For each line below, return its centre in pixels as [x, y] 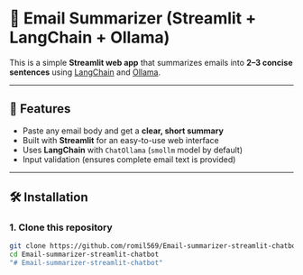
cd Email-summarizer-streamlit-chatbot [84, 255]
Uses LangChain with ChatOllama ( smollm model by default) [133, 150]
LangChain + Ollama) [90, 37]
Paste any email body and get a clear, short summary [123, 131]
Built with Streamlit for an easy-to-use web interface [120, 140]
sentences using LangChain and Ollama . [85, 72]
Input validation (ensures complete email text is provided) [129, 159]
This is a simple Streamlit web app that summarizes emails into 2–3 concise [151, 62]
